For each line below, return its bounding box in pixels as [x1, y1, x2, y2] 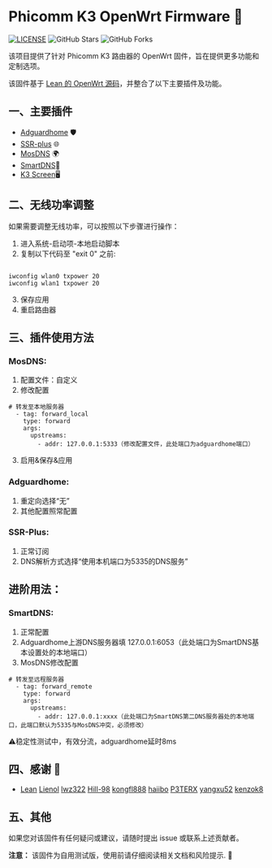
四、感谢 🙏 [8, 762, 61, 776]
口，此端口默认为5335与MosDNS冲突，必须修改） [8, 721, 148, 729]
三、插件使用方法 [8, 330, 94, 344]
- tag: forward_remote [15, 683, 93, 691]
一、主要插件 [8, 105, 73, 119]
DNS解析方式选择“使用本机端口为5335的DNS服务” [19, 556, 188, 566]
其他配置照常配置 [19, 506, 78, 516]
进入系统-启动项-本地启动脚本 [19, 238, 120, 248]
